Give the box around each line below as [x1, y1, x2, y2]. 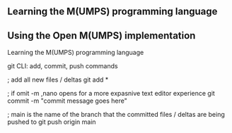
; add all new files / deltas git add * [7, 75, 109, 84]
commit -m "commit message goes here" [7, 96, 127, 105]
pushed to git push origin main [7, 118, 97, 126]
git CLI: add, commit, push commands [7, 62, 118, 70]
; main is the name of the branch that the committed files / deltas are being [7, 110, 225, 119]
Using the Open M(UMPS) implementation [7, 30, 196, 42]
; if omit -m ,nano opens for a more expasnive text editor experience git [7, 89, 216, 98]
